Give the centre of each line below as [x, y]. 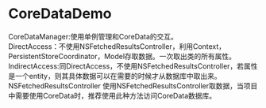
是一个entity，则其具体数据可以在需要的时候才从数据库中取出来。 [115, 76]
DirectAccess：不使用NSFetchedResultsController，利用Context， [117, 46]
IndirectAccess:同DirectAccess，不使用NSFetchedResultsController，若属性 [133, 66]
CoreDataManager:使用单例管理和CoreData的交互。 [93, 36]
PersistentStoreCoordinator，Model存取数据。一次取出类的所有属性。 [122, 56]
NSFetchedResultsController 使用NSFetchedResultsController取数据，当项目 [133, 86]
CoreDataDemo [60, 14]
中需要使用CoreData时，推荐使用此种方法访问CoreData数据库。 [112, 95]
